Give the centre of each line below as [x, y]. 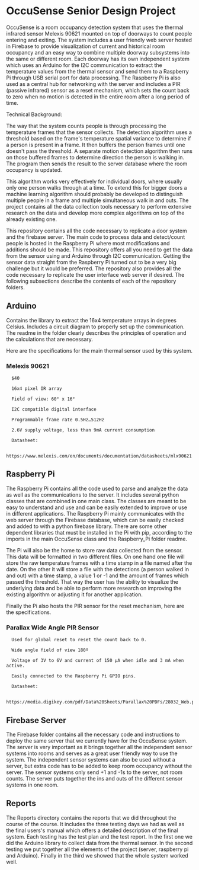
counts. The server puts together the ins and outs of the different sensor [94, 778]
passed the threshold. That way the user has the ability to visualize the [92, 581]
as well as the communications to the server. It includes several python [93, 495]
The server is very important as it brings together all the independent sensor [99, 747]
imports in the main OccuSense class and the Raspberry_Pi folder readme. [97, 539]
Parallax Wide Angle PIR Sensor [52, 628]
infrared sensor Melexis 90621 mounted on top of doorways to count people [99, 33]
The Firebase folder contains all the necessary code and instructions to [93, 734]
